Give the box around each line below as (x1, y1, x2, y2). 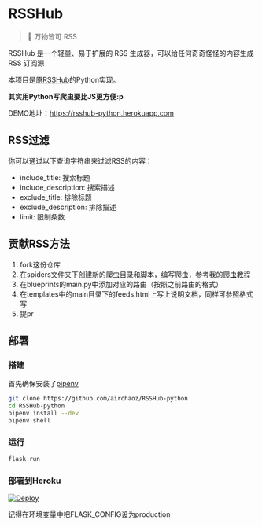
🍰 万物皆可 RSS (27, 31, 77, 41)
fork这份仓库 (19, 260, 61, 269)
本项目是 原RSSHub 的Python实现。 (8, 75, 120, 84)
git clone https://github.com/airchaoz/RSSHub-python (8, 395, 189, 403)
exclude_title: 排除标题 (19, 192, 92, 201)
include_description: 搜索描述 (19, 182, 116, 192)
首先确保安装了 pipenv (8, 379, 79, 389)
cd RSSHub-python (8, 402, 65, 410)
